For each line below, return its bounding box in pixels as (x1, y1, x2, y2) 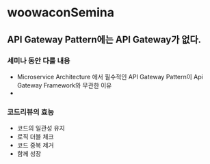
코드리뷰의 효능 (7, 107, 55, 117)
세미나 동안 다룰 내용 (7, 56, 70, 66)
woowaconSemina (7, 5, 115, 20)
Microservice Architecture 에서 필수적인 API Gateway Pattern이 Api (16, 72, 203, 81)
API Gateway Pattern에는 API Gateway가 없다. (7, 33, 202, 45)
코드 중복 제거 (16, 141, 54, 150)
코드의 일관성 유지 (16, 124, 65, 133)
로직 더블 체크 (16, 133, 54, 141)
